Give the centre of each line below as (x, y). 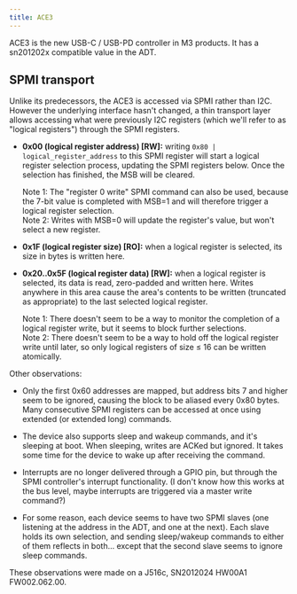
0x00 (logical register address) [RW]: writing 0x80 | (119, 146)
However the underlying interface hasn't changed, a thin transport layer (140, 111)
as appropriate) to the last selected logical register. (115, 301)
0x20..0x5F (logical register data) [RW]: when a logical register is (144, 274)
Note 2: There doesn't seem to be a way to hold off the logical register (150, 338)
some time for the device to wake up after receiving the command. (144, 455)
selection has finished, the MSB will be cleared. (108, 175)
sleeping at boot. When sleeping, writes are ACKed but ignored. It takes (152, 446)
